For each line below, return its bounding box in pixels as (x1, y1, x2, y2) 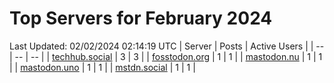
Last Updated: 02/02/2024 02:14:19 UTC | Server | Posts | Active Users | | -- (9, 40, 325, 52)
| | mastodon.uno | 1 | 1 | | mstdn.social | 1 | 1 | (9, 61, 196, 73)
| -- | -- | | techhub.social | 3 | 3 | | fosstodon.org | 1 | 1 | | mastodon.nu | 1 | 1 (9, 50, 323, 62)
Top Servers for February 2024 (9, 7, 273, 30)
